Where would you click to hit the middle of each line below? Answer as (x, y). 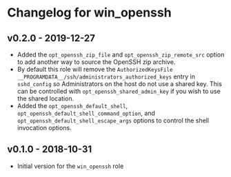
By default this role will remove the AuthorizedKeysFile (95, 69)
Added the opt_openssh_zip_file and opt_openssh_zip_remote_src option (121, 54)
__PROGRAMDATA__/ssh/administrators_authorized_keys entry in (106, 76)
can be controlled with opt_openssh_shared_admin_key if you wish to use (119, 91)
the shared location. (46, 98)
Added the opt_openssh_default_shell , (72, 106)
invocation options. (44, 128)
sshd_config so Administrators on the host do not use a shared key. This (119, 84)
